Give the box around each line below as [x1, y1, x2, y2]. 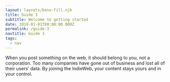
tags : [5, 36, 17, 41]
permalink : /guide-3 [5, 26, 50, 32]
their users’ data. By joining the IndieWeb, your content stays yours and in [5, 65, 161, 71]
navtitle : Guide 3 [5, 31, 45, 36]
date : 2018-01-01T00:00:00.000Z [5, 21, 74, 27]
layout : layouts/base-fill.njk [5, 7, 72, 13]
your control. [5, 71, 32, 77]
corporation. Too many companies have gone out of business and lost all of [5, 60, 165, 66]
